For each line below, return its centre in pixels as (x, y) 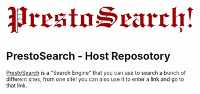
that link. (17, 85)
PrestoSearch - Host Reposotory (88, 56)
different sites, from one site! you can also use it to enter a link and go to (95, 79)
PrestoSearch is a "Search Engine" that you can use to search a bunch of (96, 72)
